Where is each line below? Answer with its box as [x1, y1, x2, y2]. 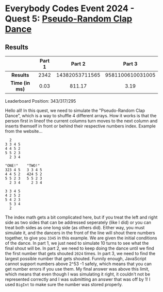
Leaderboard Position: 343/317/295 [5, 98, 76, 104]
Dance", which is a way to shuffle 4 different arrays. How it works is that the [5, 113, 157, 118]
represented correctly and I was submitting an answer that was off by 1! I [5, 276, 150, 282]
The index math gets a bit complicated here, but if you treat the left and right [5, 215, 158, 220]
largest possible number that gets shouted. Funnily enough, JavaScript [5, 256, 147, 261]
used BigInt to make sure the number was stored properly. [5, 282, 123, 287]
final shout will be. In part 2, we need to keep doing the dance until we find [5, 245, 154, 251]
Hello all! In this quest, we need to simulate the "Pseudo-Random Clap [5, 108, 146, 113]
